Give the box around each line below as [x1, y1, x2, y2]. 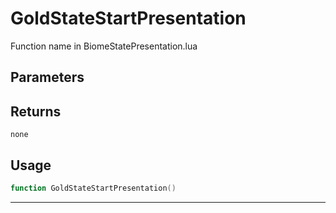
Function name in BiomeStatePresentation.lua [10, 40, 198, 52]
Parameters [10, 69, 85, 86]
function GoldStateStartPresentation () [10, 183, 177, 193]
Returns [10, 103, 62, 120]
